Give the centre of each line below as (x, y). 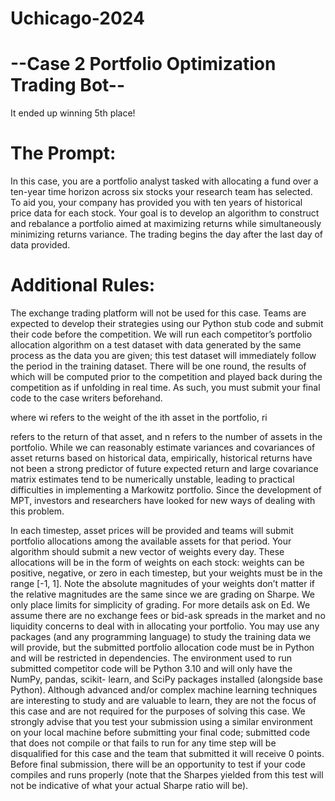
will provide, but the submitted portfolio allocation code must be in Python (162, 647)
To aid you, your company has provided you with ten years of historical (156, 203)
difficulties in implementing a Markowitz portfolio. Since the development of (166, 490)
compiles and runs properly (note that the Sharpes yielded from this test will (167, 775)
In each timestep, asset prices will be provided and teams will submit (152, 530)
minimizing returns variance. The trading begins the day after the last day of (167, 234)
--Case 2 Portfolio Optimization (143, 64)
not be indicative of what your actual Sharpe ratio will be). (129, 785)
